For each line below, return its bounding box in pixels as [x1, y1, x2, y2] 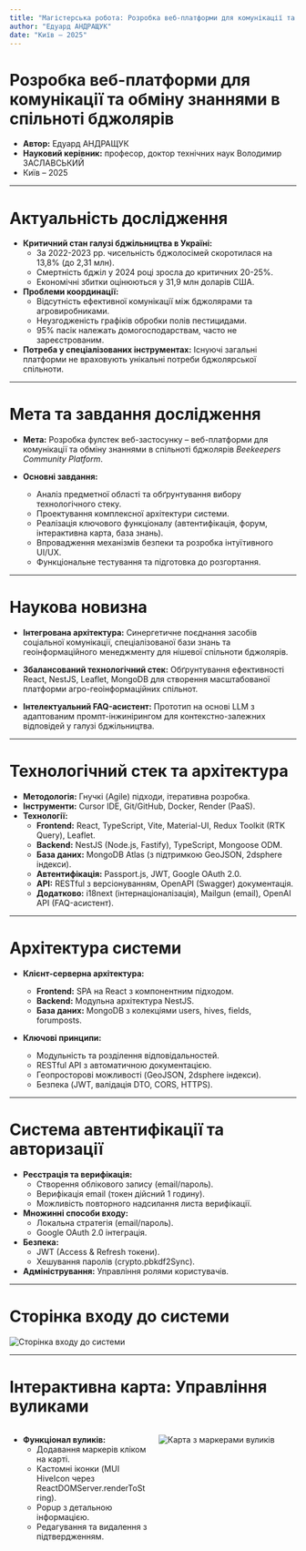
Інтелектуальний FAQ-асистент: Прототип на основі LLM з [22, 701, 255, 712]
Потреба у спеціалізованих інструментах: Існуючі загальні [22, 344, 258, 355]
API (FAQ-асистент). [36, 898, 114, 909]
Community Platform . [22, 454, 103, 464]
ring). [36, 1492, 57, 1503]
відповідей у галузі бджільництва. [22, 720, 155, 731]
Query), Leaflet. [36, 830, 96, 841]
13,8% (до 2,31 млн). [36, 257, 116, 269]
